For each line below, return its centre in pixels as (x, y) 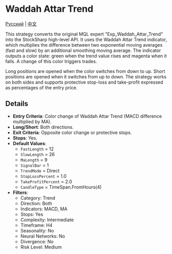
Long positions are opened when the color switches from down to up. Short (85, 71)
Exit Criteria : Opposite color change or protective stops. (72, 132)
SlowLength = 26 (37, 154)
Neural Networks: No (43, 236)
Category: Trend (38, 198)
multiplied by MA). (32, 122)
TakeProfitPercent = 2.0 (46, 181)
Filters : (20, 192)
